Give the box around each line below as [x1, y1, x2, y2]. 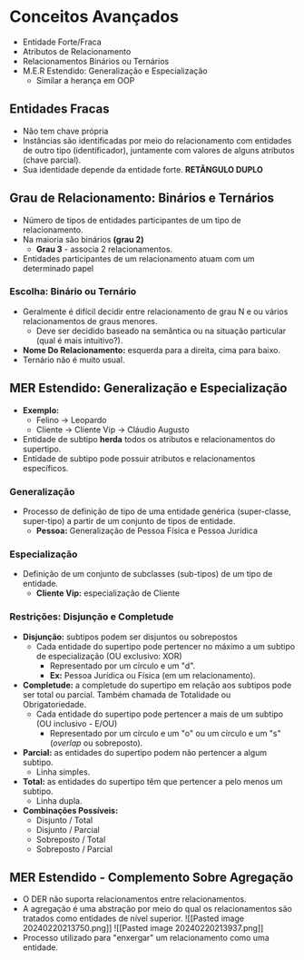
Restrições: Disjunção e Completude [9, 610, 174, 623]
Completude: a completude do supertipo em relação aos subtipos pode [22, 679, 292, 690]
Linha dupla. [35, 795, 83, 806]
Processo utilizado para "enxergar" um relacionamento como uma [22, 933, 270, 944]
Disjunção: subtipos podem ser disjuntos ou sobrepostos [22, 631, 238, 642]
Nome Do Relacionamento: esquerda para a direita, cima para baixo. [22, 344, 281, 355]
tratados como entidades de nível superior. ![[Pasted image [22, 913, 245, 924]
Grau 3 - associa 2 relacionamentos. [35, 243, 173, 254]
